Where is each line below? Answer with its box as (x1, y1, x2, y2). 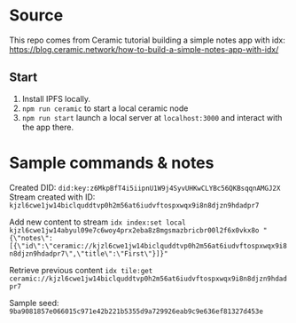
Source (9, 5, 64, 26)
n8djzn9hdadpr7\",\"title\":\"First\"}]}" (9, 249, 168, 258)
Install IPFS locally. (21, 93, 91, 104)
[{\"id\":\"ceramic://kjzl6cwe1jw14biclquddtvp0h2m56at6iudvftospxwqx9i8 (9, 241, 288, 250)
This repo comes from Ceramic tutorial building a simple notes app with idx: (9, 35, 286, 45)
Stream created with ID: (9, 192, 96, 202)
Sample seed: (9, 297, 59, 308)
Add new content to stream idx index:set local (9, 217, 186, 227)
